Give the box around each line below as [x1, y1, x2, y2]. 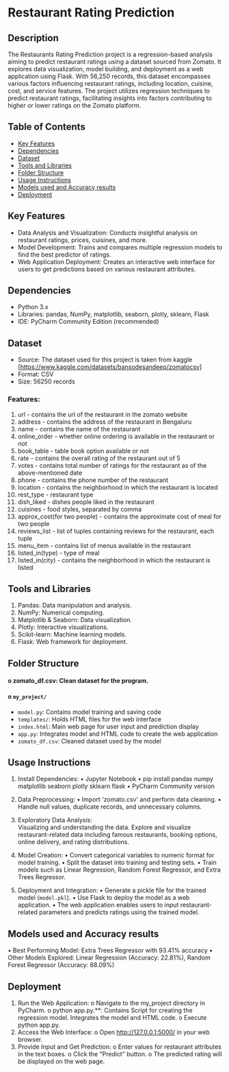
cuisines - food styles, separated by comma [17, 505, 142, 513]
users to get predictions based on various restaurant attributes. [17, 265, 196, 273]
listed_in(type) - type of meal [17, 549, 100, 557]
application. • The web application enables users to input [17, 901, 179, 909]
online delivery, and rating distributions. [17, 838, 129, 846]
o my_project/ [8, 692, 47, 700]
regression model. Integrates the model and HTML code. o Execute [17, 1013, 207, 1021]
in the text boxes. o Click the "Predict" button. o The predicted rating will [17, 1049, 222, 1058]
